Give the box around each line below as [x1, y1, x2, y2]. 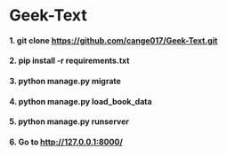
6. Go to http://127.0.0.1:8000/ [9, 136, 123, 147]
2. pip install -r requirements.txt [9, 55, 130, 66]
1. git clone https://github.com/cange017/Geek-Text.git [9, 35, 218, 45]
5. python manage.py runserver [9, 116, 130, 127]
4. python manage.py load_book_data [9, 96, 153, 106]
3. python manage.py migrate [9, 75, 122, 86]
